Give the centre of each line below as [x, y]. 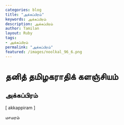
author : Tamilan [22, 29]
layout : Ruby [19, 33]
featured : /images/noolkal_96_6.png [44, 52]
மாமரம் [12, 117]
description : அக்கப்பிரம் [29, 24]
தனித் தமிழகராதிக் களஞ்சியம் [62, 77]
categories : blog [23, 10]
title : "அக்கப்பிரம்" [25, 15]
